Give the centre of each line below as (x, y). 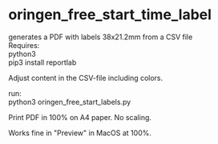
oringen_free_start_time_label (110, 15)
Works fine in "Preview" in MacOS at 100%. (80, 133)
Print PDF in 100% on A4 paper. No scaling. (80, 117)
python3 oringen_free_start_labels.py (70, 102)
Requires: (24, 45)
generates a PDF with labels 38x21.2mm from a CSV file (101, 37)
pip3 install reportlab (42, 62)
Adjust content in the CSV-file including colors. (86, 78)
